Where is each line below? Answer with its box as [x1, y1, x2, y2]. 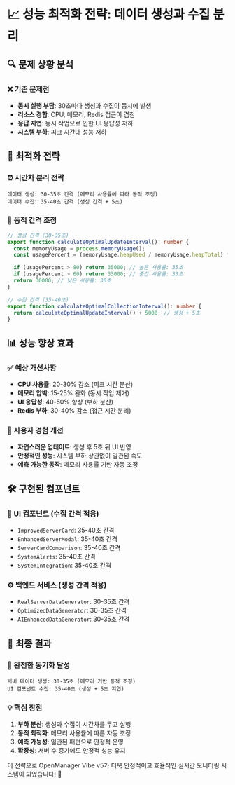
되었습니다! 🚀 [25, 770, 62, 779]
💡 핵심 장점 [7, 702, 43, 712]
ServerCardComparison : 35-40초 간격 [17, 544, 121, 552]
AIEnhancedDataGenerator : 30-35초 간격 [17, 615, 130, 624]
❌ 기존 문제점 [7, 84, 50, 94]
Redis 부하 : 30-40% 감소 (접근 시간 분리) [17, 407, 131, 415]
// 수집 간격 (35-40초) [7, 296, 69, 303]
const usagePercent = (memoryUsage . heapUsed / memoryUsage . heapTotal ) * [13, 252, 230, 259]
